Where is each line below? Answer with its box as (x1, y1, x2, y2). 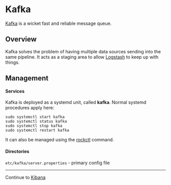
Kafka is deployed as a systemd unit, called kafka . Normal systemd (5, 99, 147, 105)
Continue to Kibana (5, 174, 46, 180)
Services (5, 88, 25, 94)
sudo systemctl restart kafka (5, 128, 70, 133)
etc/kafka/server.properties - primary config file (5, 160, 110, 166)
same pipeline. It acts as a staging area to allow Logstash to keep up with (5, 54, 159, 60)
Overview (5, 35, 37, 44)
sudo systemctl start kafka (5, 115, 65, 120)
